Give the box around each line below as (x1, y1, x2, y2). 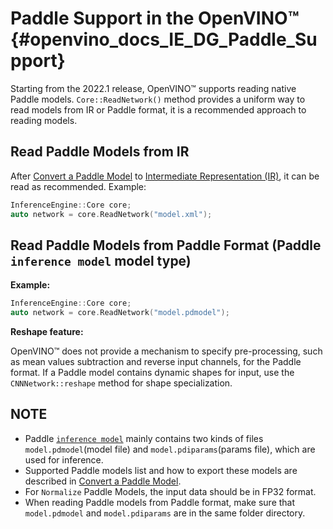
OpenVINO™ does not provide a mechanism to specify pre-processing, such (10, 345, 323, 357)
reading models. (10, 114, 78, 126)
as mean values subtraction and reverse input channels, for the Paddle (10, 356, 302, 368)
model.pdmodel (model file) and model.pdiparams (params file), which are (24, 443, 316, 455)
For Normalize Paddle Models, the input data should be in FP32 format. (24, 485, 317, 497)
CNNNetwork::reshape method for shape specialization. (10, 377, 233, 389)
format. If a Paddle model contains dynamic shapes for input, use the (10, 367, 295, 379)
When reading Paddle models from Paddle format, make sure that (24, 496, 296, 508)
